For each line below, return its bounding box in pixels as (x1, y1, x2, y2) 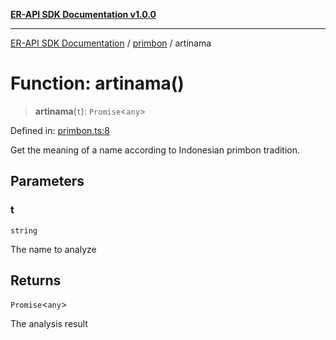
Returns (10, 272, 62, 289)
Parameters (10, 173, 85, 190)
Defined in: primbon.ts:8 (10, 124, 110, 136)
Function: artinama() (10, 72, 185, 95)
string (10, 225, 38, 236)
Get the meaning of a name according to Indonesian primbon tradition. (10, 144, 301, 156)
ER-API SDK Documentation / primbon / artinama (10, 37, 212, 49)
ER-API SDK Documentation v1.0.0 (10, 9, 157, 20)
